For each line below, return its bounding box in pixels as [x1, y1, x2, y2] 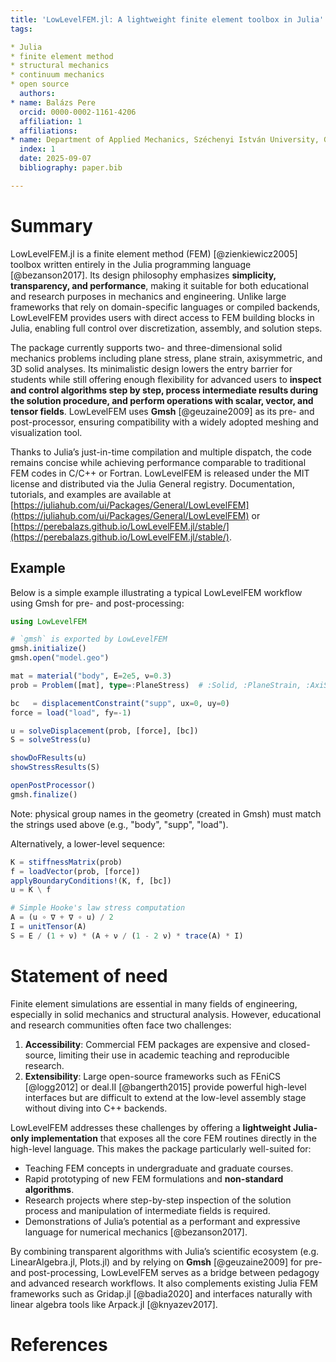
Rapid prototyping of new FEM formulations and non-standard [24, 1172, 284, 1185]
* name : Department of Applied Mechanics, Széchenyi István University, [10, 135, 320, 145]
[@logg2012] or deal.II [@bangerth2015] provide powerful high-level [24, 1081, 307, 1093]
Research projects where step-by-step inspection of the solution [24, 1194, 292, 1206]
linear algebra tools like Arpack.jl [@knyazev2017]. [10, 1298, 218, 1310]
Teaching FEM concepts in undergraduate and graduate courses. [24, 1162, 294, 1174]
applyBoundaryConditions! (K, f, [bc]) [10, 876, 172, 886]
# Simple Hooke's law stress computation [10, 903, 186, 913]
